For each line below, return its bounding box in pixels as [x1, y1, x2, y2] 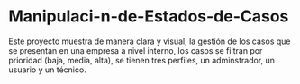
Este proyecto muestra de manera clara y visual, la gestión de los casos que [8, 36, 291, 46]
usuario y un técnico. [8, 64, 86, 75]
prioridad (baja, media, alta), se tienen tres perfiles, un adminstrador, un [8, 55, 276, 65]
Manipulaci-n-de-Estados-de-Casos [8, 6, 289, 27]
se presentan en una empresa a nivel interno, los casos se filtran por [8, 45, 263, 55]
